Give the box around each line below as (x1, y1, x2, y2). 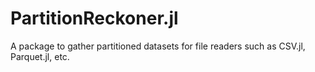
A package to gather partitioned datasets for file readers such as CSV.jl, (10, 40, 306, 52)
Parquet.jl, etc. (10, 50, 70, 62)
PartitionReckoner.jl (10, 7, 179, 30)
